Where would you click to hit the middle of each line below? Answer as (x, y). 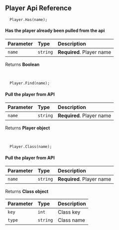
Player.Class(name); (31, 147)
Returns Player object (28, 128)
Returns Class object (27, 192)
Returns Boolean (22, 65)
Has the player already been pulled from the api (55, 31)
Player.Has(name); (29, 19)
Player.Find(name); (30, 83)
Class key (69, 212)
